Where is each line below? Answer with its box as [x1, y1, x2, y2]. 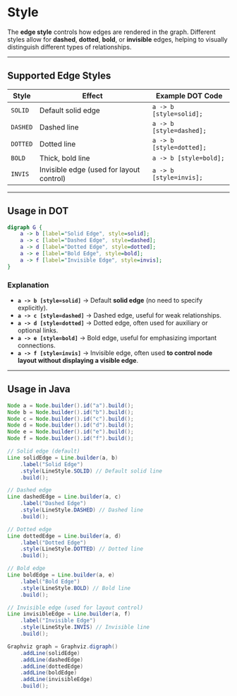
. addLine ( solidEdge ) [20, 649, 80, 656]
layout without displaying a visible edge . [17, 356, 139, 364]
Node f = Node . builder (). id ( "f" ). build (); [7, 435, 134, 442]
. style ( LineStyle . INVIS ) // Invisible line [20, 624, 150, 631]
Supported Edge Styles [7, 70, 111, 82]
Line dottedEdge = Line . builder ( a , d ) [7, 532, 121, 540]
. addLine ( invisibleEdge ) [20, 676, 93, 683]
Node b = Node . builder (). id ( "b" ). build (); [7, 408, 134, 416]
